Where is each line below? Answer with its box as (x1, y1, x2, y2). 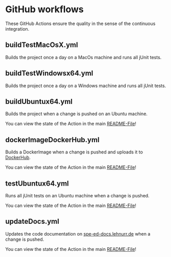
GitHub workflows (5, 4, 84, 15)
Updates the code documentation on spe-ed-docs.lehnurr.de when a (5, 230, 151, 237)
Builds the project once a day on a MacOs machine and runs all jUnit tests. (5, 54, 162, 60)
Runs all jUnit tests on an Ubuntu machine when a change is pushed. (5, 193, 150, 198)
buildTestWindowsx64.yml (5, 69, 93, 78)
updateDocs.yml (5, 217, 60, 226)
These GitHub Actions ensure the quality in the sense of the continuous (5, 20, 156, 27)
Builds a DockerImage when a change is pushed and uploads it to (5, 149, 143, 155)
